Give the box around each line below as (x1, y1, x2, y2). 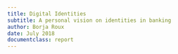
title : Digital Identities (7, 10, 87, 18)
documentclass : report (7, 36, 74, 43)
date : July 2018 (7, 29, 55, 37)
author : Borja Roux (7, 23, 65, 30)
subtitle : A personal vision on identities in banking (7, 17, 172, 24)
